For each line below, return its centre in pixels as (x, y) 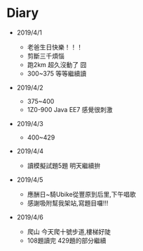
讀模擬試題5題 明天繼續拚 (64, 165)
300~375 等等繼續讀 (57, 73)
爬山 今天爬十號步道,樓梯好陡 (69, 231)
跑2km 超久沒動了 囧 (57, 64)
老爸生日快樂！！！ (55, 47)
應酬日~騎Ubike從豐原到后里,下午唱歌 (81, 194)
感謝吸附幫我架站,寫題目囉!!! (68, 203)
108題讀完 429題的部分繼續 (67, 240)
